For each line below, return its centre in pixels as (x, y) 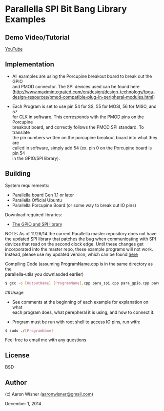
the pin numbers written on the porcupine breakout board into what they (85, 137)
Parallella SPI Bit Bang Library (66, 9)
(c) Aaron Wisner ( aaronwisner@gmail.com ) (49, 394)
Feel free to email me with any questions (46, 340)
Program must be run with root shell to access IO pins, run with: (76, 322)
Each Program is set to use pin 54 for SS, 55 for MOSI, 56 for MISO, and (84, 106)
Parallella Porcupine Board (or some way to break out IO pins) (74, 205)
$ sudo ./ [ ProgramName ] (29, 330)
